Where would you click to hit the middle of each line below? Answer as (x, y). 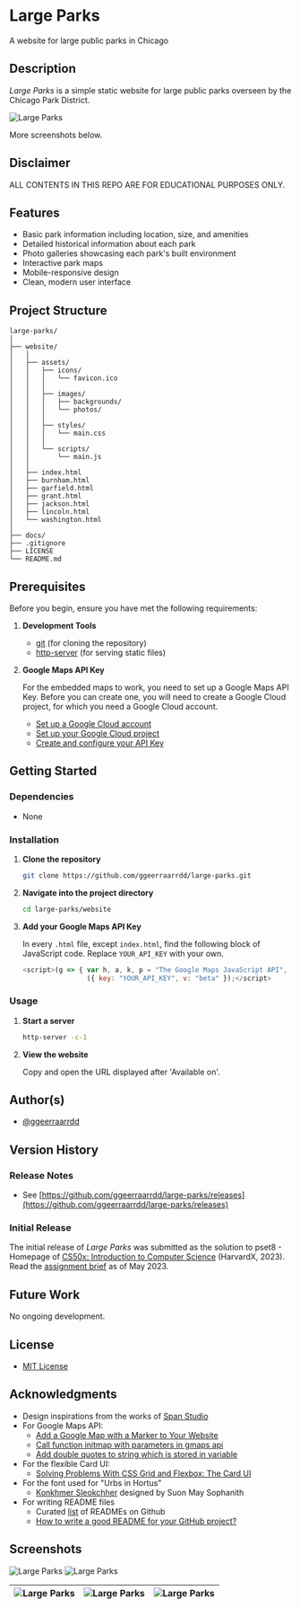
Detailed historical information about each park (109, 244)
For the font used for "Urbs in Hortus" (92, 1482)
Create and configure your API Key (99, 743)
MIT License (45, 1366)
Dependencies (42, 797)
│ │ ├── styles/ (48, 426)
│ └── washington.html (56, 520)
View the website (55, 1054)
